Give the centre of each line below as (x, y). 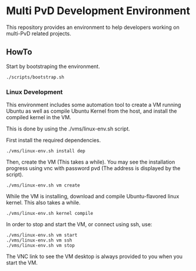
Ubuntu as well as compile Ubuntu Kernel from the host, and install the (92, 111)
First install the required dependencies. (54, 141)
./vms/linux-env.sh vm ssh (39, 240)
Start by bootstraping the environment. (53, 66)
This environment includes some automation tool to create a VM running (94, 105)
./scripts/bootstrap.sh (35, 77)
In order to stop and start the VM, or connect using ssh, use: (79, 224)
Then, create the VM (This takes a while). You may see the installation (91, 162)
